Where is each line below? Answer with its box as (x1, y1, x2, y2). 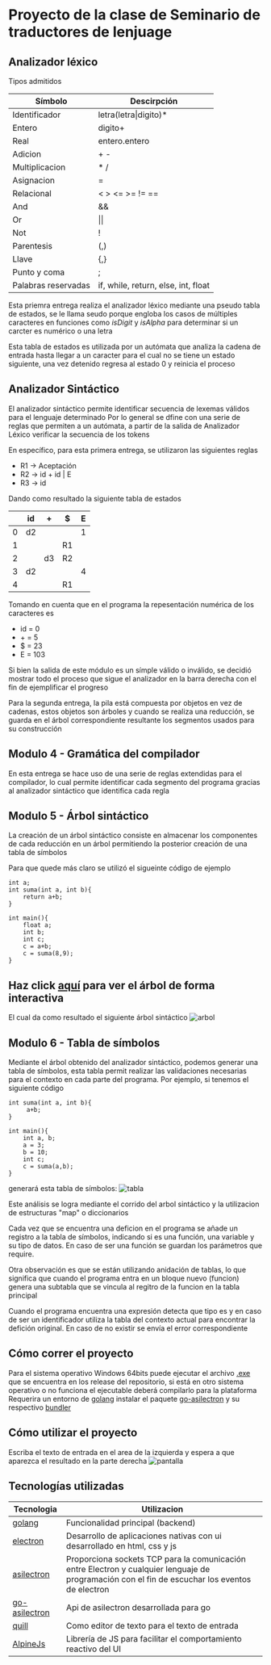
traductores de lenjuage (8, 23, 173, 41)
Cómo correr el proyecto (8, 1347, 134, 1361)
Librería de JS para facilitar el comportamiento (65, 1633, 242, 1644)
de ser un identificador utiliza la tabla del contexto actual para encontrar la (8, 1315, 256, 1325)
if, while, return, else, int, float (98, 280, 211, 291)
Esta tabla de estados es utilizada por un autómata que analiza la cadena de (8, 342, 261, 351)
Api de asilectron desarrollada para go (65, 1601, 211, 1613)
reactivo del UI (65, 1643, 122, 1655)
